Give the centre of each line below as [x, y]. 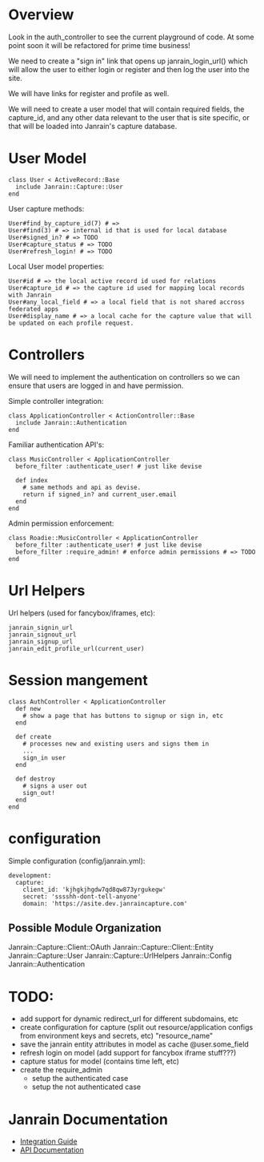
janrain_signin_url [41, 627]
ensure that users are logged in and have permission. [96, 385]
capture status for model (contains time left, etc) [100, 1061]
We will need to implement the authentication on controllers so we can [124, 377]
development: [30, 875]
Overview [41, 15]
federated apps [34, 309]
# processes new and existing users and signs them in [116, 744]
